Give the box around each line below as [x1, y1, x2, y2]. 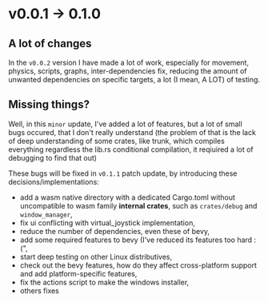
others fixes [19, 285, 60, 296]
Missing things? [8, 97, 90, 112]
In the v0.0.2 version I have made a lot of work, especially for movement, [8, 58, 250, 67]
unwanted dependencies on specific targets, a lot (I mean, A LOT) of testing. [8, 75, 261, 84]
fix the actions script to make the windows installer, [19, 277, 190, 287]
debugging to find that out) [8, 153, 98, 162]
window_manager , [19, 209, 74, 219]
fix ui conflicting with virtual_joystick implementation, [19, 217, 196, 228]
